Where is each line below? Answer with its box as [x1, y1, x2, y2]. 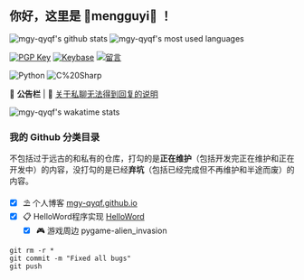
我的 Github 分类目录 [9, 130, 100, 143]
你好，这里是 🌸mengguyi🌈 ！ [9, 8, 173, 24]
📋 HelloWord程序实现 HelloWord [22, 211, 145, 222]
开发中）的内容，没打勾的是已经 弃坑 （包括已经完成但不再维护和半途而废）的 [9, 164, 295, 175]
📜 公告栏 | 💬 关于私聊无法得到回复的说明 [9, 89, 158, 99]
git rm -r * [9, 247, 54, 256]
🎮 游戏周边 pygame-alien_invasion [35, 225, 167, 237]
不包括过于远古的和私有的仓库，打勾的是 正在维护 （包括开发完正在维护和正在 [9, 153, 295, 164]
